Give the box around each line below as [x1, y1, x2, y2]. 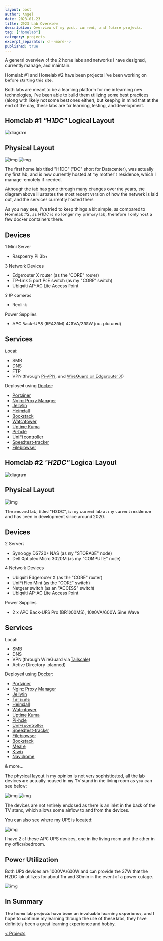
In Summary [5, 897, 43, 906]
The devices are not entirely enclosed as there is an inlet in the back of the [5, 802, 156, 808]
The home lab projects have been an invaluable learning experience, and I [5, 910, 154, 916]
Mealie [12, 743, 26, 749]
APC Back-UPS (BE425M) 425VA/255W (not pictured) [12, 321, 122, 327]
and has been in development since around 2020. [5, 513, 105, 519]
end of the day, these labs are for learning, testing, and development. [5, 102, 144, 108]
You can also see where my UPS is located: [5, 817, 93, 823]
